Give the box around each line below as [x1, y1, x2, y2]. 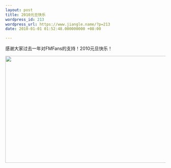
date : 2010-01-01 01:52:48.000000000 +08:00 [5, 26, 101, 32]
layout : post [5, 7, 33, 13]
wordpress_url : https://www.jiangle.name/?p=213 [5, 21, 110, 27]
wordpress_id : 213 [5, 17, 44, 22]
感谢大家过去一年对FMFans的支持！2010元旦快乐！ [5, 45, 113, 51]
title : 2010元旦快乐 [5, 12, 46, 17]
